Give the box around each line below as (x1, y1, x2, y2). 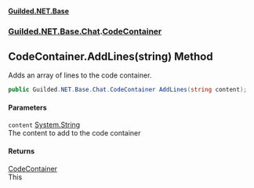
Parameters (8, 103, 47, 112)
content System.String (8, 120, 81, 129)
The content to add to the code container (8, 128, 141, 138)
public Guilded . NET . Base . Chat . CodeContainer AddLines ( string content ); (8, 86, 247, 94)
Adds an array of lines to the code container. (8, 70, 152, 80)
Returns (8, 146, 35, 156)
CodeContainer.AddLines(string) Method (8, 49, 213, 63)
